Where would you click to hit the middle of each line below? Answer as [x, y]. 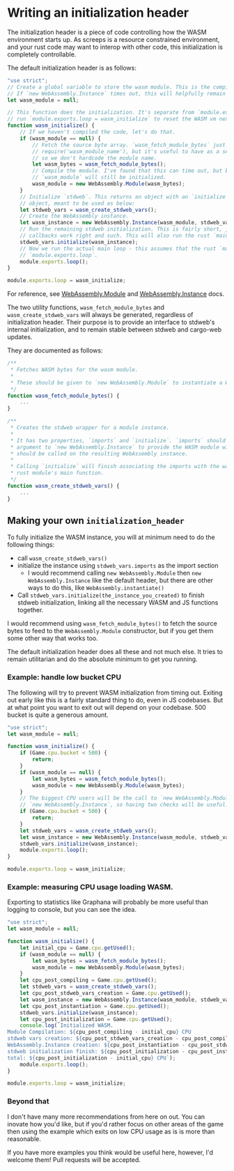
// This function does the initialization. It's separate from [101, 113]
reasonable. [24, 1139]
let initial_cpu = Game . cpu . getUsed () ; [78, 948]
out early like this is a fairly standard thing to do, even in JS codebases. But [115, 700]
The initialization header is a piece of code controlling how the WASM [107, 32]
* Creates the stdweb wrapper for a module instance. [90, 428]
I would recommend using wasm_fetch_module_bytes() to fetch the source [112, 623]
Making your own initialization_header [96, 520]
